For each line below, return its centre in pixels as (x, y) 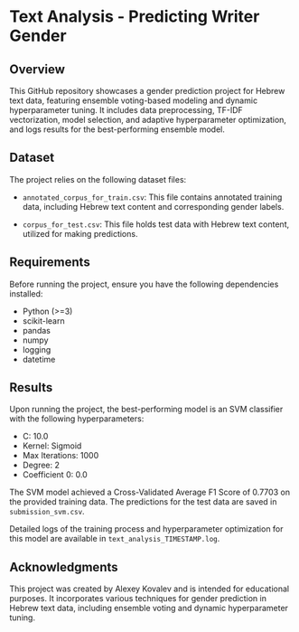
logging (37, 349)
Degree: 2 (41, 465)
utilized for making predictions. (80, 233)
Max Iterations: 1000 (61, 456)
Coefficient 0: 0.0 (55, 475)
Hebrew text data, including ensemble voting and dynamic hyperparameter (149, 608)
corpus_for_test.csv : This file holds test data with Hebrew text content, (156, 224)
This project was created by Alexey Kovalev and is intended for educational (149, 589)
